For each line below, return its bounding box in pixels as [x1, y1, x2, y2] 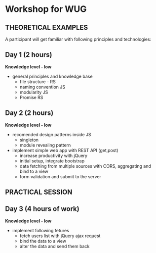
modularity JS [19, 89, 48, 95]
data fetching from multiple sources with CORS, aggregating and [19, 163, 152, 169]
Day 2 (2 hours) [5, 109, 54, 117]
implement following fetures [12, 227, 69, 233]
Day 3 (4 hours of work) [5, 204, 80, 213]
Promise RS [19, 94, 43, 100]
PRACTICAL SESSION [5, 188, 73, 197]
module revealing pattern [19, 142, 71, 148]
